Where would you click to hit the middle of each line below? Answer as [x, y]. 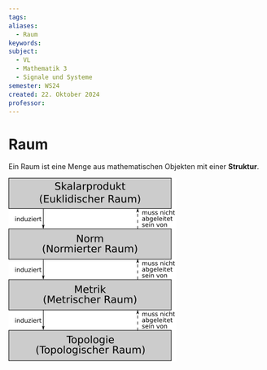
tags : [18, 17]
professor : [27, 103]
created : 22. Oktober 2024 [54, 94]
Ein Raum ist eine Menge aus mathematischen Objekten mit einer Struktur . [134, 167]
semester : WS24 [34, 85]
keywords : [25, 43]
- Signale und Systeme [54, 77]
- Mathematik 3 [42, 69]
